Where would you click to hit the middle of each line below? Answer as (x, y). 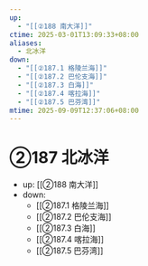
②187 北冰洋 (60, 158)
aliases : (26, 43)
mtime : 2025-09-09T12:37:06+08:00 (74, 110)
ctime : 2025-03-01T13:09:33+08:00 (74, 34)
